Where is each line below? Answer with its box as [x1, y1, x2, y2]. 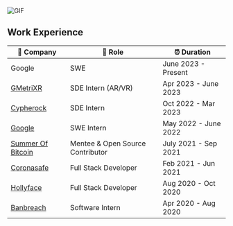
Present [162, 67, 189, 77]
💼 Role [102, 47, 124, 57]
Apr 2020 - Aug [162, 198, 216, 208]
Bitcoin [10, 147, 33, 157]
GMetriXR [10, 83, 43, 93]
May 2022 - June [162, 119, 221, 128]
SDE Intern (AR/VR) [69, 83, 133, 93]
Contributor [69, 147, 107, 157]
